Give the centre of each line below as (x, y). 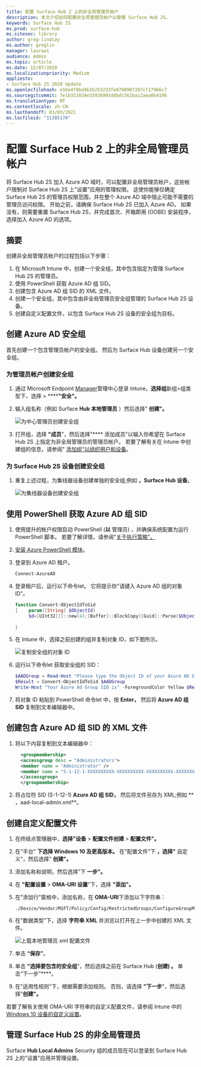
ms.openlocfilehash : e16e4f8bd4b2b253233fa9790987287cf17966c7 (87, 90)
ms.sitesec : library (32, 34)
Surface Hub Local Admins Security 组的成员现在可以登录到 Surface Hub (97, 1050)
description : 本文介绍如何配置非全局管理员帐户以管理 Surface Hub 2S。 (88, 17)
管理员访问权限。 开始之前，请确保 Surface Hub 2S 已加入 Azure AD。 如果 (99, 205)
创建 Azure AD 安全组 (46, 334)
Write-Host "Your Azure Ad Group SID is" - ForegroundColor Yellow (99, 687)
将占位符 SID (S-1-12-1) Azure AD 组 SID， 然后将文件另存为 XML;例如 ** (104, 795)
